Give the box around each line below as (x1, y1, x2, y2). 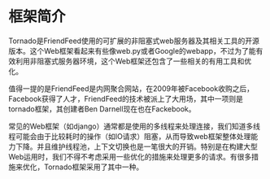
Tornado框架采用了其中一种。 (43, 162, 144, 172)
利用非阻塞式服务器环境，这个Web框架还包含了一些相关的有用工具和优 (15, 56, 252, 66)
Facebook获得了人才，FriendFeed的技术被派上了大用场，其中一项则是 (8, 94, 244, 103)
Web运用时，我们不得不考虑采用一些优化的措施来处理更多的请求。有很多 (8, 151, 252, 161)
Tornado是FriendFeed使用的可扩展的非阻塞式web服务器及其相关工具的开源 (8, 36, 260, 46)
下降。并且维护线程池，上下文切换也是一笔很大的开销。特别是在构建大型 (15, 142, 258, 151)
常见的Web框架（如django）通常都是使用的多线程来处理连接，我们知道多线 (8, 121, 260, 131)
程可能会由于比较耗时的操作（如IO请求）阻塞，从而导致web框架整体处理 (8, 131, 251, 141)
